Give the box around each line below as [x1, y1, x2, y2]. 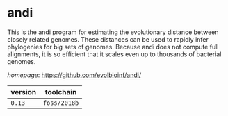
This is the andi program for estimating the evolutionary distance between [7, 28, 219, 36]
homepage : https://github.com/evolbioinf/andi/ [7, 71, 142, 79]
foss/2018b [42, 99, 79, 107]
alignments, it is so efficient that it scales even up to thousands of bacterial [7, 50, 222, 58]
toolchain [44, 87, 77, 97]
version [10, 87, 37, 97]
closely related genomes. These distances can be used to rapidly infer [7, 35, 209, 43]
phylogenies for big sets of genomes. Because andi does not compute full [7, 42, 219, 51]
